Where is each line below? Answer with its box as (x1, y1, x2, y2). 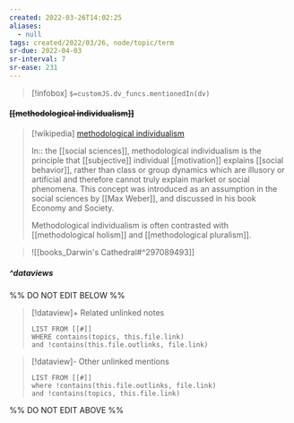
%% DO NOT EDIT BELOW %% (9, 290, 125, 301)
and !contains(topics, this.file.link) (30, 389, 181, 399)
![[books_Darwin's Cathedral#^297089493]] (30, 247, 195, 258)
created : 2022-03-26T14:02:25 (9, 13, 123, 22)
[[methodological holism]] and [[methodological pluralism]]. (30, 229, 252, 240)
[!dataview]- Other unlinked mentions (30, 356, 170, 367)
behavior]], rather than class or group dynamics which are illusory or (30, 165, 285, 176)
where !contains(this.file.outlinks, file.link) (30, 382, 217, 391)
